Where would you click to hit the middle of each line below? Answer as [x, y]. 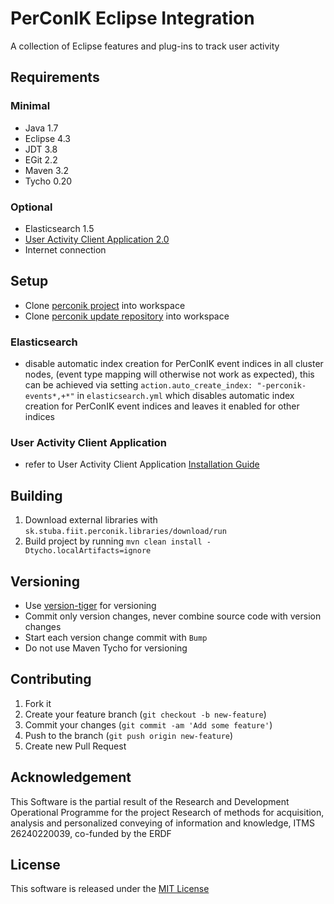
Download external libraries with [91, 520]
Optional [31, 207]
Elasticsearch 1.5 [59, 228]
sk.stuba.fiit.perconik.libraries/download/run [125, 532]
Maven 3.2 [46, 170]
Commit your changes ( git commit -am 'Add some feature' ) [148, 724]
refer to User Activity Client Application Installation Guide [142, 464]
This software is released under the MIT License [110, 889]
